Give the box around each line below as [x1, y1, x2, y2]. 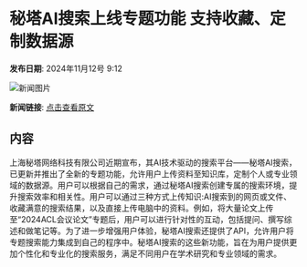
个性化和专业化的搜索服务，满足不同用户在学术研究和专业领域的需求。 [16, 248, 281, 259]
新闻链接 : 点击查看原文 [9, 101, 94, 112]
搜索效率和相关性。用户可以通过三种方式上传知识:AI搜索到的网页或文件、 [16, 190, 292, 201]
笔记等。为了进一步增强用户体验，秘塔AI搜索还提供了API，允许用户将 [33, 225, 294, 236]
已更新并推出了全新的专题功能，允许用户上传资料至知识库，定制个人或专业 [9, 168, 290, 179]
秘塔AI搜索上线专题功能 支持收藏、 [9, 8, 270, 29]
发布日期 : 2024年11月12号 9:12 [9, 63, 123, 74]
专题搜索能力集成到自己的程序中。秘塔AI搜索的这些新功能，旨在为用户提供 [9, 236, 290, 247]
